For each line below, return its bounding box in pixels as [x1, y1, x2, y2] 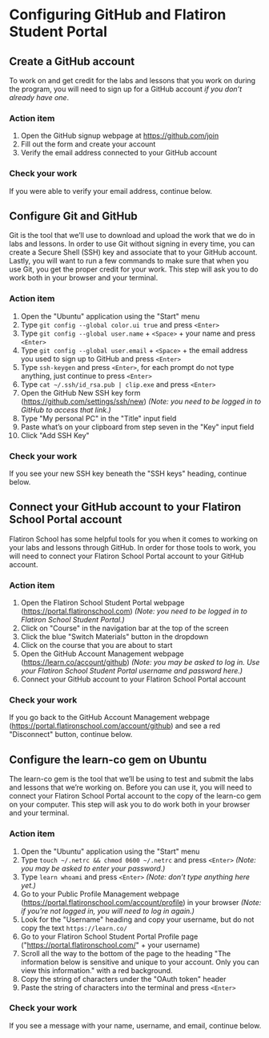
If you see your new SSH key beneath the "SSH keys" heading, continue [9, 469, 247, 478]
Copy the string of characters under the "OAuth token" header [20, 974, 227, 984]
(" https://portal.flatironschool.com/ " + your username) [20, 939, 201, 950]
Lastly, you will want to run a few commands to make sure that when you [9, 256, 249, 266]
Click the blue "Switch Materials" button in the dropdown [20, 632, 209, 642]
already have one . [9, 93, 70, 102]
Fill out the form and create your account [20, 139, 156, 149]
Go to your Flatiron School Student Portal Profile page [20, 931, 199, 941]
